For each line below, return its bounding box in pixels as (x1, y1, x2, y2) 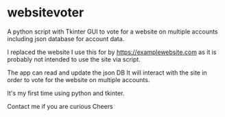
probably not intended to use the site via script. (7, 55, 141, 63)
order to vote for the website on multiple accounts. (7, 75, 150, 83)
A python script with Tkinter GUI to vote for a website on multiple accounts (7, 27, 218, 36)
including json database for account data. (7, 34, 125, 42)
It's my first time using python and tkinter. (7, 89, 125, 97)
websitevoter (7, 5, 84, 21)
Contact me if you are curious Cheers (7, 102, 113, 110)
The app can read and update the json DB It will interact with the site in (7, 68, 207, 77)
